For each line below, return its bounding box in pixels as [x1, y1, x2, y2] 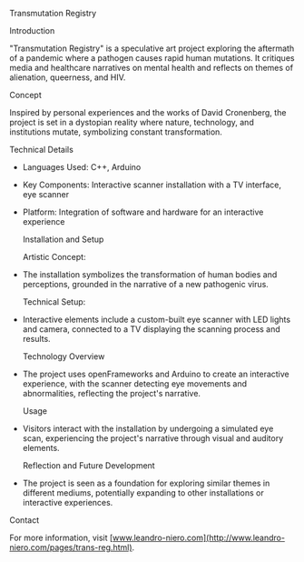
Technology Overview [22, 351, 105, 362]
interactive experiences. [22, 497, 113, 507]
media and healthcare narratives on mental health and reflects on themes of [9, 63, 293, 73]
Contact [9, 515, 39, 526]
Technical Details [9, 145, 74, 155]
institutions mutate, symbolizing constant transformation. [9, 126, 222, 137]
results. [22, 334, 52, 344]
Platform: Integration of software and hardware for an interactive [22, 206, 264, 217]
